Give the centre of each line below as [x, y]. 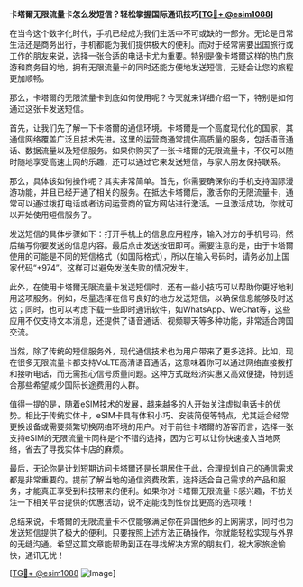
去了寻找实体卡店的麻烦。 [80, 449]
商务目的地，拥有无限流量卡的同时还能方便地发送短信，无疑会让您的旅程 [159, 67]
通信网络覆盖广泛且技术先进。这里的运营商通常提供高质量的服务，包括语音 [147, 139]
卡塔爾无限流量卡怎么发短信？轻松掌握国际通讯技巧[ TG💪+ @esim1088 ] [142, 14]
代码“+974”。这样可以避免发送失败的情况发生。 [105, 268]
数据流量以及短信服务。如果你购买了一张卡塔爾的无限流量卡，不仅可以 [155, 151]
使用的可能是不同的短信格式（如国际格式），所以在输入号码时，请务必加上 [146, 257]
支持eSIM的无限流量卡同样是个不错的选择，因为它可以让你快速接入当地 [141, 438]
